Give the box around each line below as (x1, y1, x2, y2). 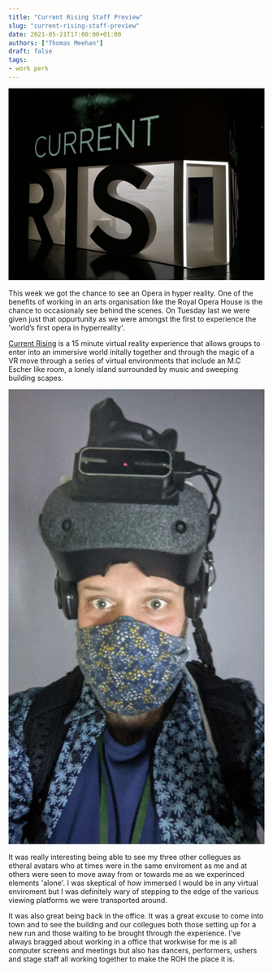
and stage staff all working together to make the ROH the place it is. (8, 954, 236, 964)
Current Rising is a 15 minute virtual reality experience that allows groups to (8, 338, 261, 348)
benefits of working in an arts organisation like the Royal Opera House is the (8, 296, 263, 306)
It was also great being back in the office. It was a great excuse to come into (8, 910, 264, 921)
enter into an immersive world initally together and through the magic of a (8, 347, 254, 356)
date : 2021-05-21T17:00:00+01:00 (8, 30, 122, 38)
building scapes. (8, 373, 63, 382)
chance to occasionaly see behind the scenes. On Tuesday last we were (8, 305, 250, 315)
